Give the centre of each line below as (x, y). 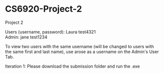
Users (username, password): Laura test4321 (51, 32)
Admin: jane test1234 (26, 37)
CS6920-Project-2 (43, 9)
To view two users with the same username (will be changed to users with (80, 46)
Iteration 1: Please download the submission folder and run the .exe (72, 66)
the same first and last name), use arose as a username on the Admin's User (82, 52)
